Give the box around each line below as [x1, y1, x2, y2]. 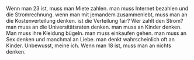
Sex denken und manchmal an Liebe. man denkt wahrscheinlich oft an [6, 36, 175, 43]
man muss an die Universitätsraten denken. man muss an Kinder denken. [6, 23, 182, 30]
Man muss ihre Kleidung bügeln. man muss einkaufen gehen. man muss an [6, 30, 187, 37]
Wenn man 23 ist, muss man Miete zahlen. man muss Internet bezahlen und [6, 5, 189, 12]
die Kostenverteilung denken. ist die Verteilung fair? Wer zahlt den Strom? [6, 17, 183, 24]
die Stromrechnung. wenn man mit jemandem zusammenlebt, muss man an [6, 11, 188, 18]
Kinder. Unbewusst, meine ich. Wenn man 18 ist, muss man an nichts [6, 42, 171, 49]
